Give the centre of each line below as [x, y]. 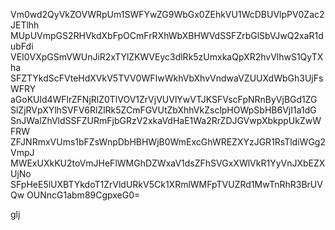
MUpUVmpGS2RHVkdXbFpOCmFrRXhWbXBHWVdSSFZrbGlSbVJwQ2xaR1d [167, 35]
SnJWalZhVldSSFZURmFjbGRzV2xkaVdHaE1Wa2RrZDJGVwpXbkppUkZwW [166, 120]
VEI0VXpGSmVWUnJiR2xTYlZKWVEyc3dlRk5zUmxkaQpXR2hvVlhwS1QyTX [167, 57]
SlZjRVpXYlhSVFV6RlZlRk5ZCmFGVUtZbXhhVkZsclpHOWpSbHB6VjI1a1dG [163, 110]
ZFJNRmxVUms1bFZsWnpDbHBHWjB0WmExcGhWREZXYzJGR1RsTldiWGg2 [168, 142]
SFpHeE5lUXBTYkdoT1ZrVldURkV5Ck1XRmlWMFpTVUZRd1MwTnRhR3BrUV [166, 184]
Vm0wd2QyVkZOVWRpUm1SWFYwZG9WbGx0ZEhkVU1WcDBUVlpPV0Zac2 [167, 14]
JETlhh [25, 25]
